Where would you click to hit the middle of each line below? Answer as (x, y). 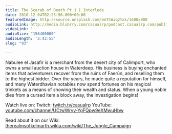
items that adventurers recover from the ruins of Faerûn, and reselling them (85, 73)
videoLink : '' (20, 29)
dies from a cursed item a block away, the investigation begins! (72, 95)
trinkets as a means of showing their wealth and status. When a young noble (86, 90)
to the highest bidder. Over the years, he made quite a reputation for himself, (86, 79)
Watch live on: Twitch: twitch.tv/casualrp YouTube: (59, 105)
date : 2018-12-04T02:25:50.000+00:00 (46, 15)
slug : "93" (17, 43)
